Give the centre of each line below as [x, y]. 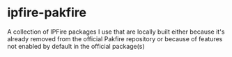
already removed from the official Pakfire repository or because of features [115, 38]
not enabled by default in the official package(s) [76, 46]
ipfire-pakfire [47, 13]
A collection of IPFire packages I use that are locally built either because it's [116, 32]
